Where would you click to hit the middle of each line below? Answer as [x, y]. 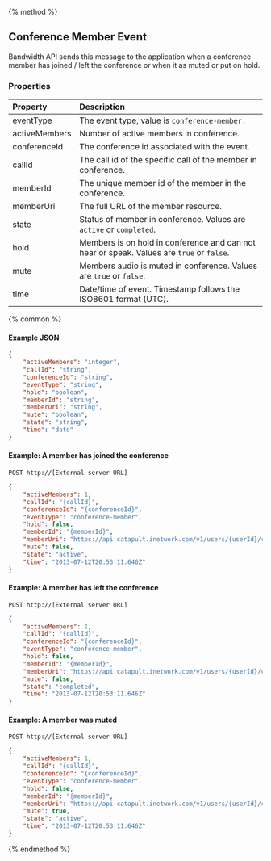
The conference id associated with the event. [165, 147]
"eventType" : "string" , [63, 384]
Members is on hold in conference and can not [168, 243]
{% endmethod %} [40, 849]
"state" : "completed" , [61, 687]
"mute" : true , [46, 811]
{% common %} [35, 319]
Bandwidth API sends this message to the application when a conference [130, 57]
